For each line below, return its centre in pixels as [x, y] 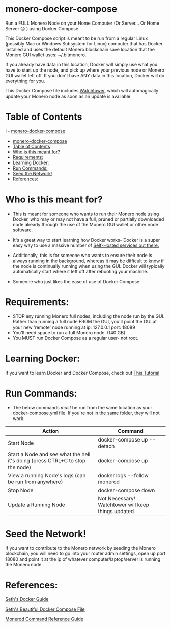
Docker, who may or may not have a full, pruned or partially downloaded [88, 219]
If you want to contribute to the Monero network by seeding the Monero [81, 548]
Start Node [21, 443]
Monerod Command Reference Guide [45, 619]
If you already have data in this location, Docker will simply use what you [81, 64]
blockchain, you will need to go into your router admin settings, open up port [85, 553]
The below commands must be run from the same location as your [82, 407]
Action [51, 431]
